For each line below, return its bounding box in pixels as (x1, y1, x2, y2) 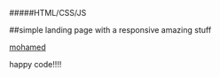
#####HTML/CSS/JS (9, 8, 87, 18)
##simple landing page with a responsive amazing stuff (9, 25, 212, 35)
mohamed (9, 42, 46, 52)
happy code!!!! (9, 59, 62, 69)
